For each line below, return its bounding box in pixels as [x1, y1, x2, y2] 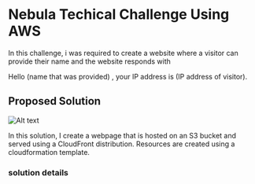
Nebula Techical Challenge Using [8, 6, 230, 24]
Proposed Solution [8, 94, 101, 108]
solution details [8, 167, 68, 178]
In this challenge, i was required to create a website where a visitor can [8, 48, 238, 57]
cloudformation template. [8, 147, 91, 156]
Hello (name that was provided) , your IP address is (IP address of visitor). [8, 72, 248, 81]
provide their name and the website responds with [8, 57, 172, 66]
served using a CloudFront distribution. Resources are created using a [8, 139, 235, 149]
